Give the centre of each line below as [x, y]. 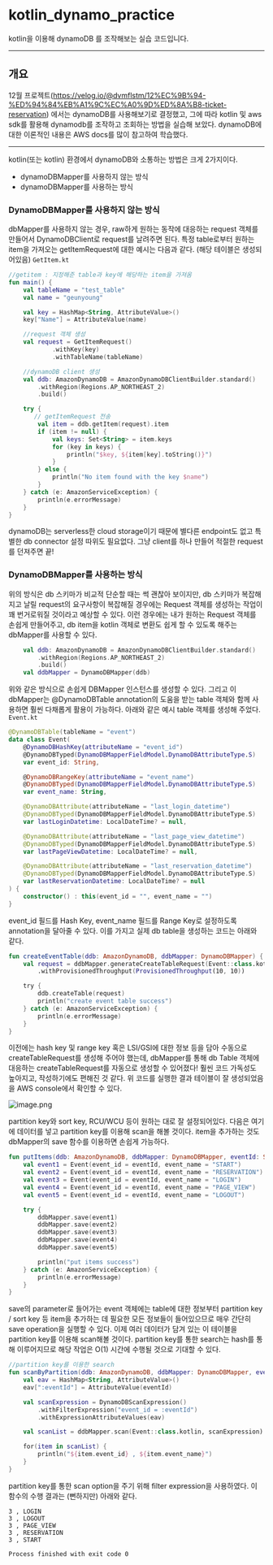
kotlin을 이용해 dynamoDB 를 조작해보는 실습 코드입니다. [99, 38]
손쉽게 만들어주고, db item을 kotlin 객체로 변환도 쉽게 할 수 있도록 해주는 [123, 624]
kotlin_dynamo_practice [91, 15]
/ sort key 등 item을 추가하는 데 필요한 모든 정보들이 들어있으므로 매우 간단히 [130, 1319]
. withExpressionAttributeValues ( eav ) [101, 1417]
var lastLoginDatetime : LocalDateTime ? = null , [105, 822]
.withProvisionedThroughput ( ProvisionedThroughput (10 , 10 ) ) [141, 971]
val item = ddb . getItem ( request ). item [103, 424]
